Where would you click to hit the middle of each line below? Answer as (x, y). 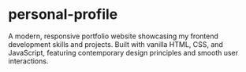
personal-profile (63, 14)
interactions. (28, 61)
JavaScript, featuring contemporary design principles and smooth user (123, 52)
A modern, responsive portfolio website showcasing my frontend (114, 36)
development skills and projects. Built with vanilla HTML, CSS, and (116, 44)
